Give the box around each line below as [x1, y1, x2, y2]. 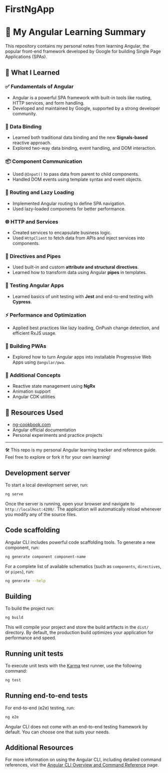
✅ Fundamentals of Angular [5, 83, 74, 90]
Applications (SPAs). [5, 54, 47, 60]
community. [12, 110, 37, 116]
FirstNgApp [5, 4, 54, 15]
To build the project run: [5, 605, 55, 612]
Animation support [12, 388, 51, 394]
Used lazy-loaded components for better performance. [12, 205, 126, 211]
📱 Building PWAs [5, 342, 46, 349]
